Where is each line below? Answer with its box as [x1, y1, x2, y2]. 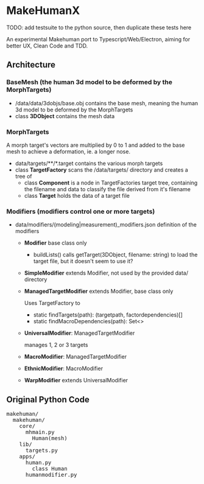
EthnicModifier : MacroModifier [24, 365, 104, 372]
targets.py [25, 447, 58, 454]
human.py [25, 459, 52, 466]
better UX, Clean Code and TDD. [6, 42, 88, 49]
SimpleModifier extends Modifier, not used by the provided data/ [24, 269, 189, 277]
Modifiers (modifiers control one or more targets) [6, 207, 155, 216]
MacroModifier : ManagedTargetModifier [24, 353, 127, 360]
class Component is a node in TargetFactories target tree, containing [24, 179, 198, 186]
